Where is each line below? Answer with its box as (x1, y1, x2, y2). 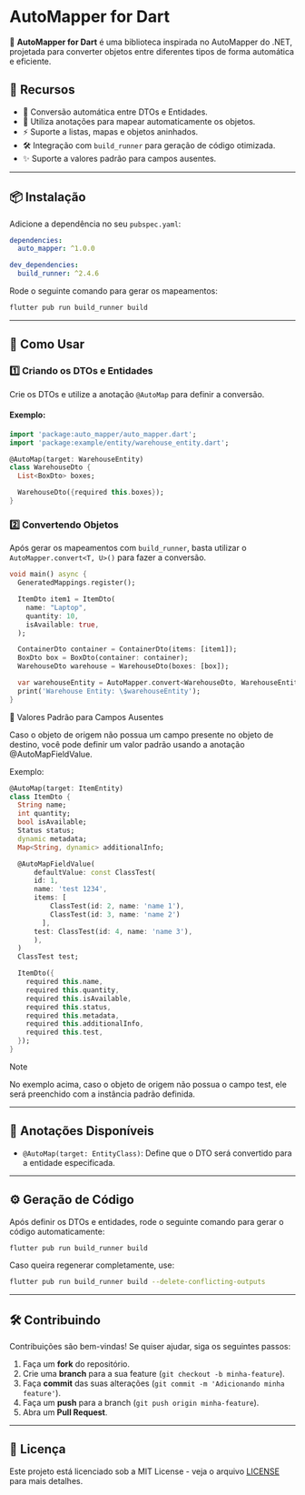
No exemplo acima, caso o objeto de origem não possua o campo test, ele (9, 1079, 288, 1089)
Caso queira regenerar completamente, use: (9, 1259, 175, 1270)
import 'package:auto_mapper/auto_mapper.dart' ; (9, 429, 197, 438)
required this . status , (25, 1002, 112, 1011)
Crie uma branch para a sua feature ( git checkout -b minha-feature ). (22, 1369, 286, 1380)
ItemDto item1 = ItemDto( (17, 595, 116, 604)
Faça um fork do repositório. (22, 1359, 130, 1370)
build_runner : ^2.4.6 (17, 269, 100, 278)
